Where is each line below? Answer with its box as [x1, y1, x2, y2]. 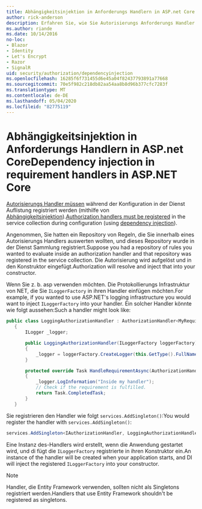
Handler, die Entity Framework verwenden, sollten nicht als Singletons [6, 483, 179, 490]
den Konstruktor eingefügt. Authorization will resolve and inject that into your [6, 263, 195, 270]
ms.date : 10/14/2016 [6, 31, 58, 37]
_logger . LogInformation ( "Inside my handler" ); [35, 379, 155, 385]
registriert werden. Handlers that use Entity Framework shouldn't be [6, 490, 173, 497]
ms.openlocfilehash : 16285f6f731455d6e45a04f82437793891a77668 [6, 76, 168, 82]
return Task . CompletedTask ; [35, 390, 106, 396]
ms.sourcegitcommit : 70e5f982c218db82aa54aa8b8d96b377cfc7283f [6, 82, 168, 88]
